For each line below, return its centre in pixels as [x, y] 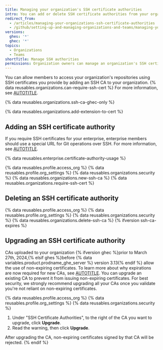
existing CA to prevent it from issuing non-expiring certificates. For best [77, 278]
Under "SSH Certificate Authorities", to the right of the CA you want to [82, 318]
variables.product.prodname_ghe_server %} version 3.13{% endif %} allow [80, 263]
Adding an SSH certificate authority [60, 127]
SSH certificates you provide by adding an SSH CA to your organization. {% [81, 82]
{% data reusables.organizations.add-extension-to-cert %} [64, 111]
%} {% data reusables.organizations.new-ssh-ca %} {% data [66, 178]
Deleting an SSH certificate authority [62, 199]
